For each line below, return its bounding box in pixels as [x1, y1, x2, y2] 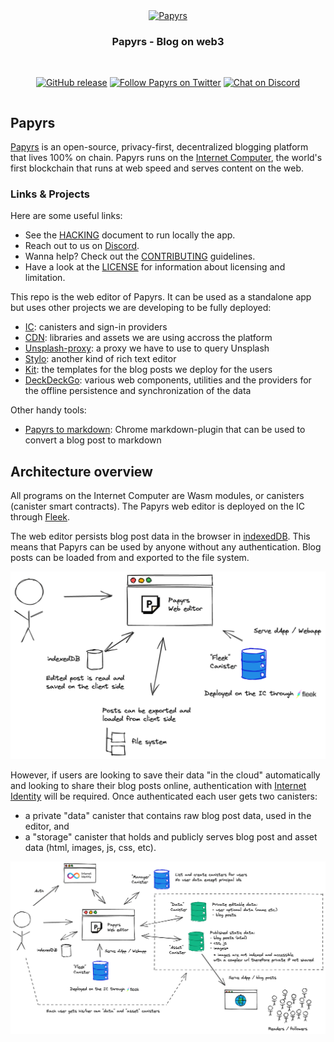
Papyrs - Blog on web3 [111, 34, 225, 48]
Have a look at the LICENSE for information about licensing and [24, 261, 286, 273]
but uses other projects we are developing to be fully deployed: [10, 302, 272, 314]
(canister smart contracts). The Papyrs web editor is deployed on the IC [10, 500, 305, 513]
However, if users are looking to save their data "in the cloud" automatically [10, 769, 321, 781]
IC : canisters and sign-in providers [24, 321, 168, 333]
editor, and [24, 820, 70, 833]
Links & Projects [10, 187, 90, 201]
